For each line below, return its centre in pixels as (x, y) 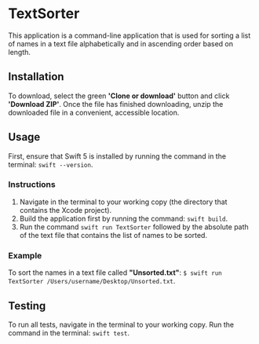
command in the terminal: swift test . (69, 333)
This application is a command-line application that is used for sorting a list (129, 35)
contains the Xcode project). (66, 210)
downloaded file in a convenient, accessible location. (94, 112)
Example (25, 255)
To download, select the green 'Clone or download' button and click (119, 96)
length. (20, 52)
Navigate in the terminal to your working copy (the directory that (123, 202)
